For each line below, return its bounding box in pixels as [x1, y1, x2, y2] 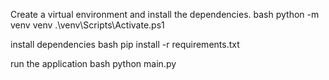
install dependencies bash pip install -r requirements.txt [10, 39, 240, 50]
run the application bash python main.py [10, 58, 177, 69]
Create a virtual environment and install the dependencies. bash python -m [10, 9, 320, 20]
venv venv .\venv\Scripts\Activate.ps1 [10, 19, 165, 31]
